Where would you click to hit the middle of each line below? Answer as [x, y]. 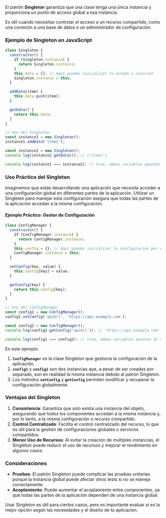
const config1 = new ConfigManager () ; [45, 312]
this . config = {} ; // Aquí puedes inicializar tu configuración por [86, 248]
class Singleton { [24, 51]
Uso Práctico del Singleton [38, 177]
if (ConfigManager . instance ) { [46, 234]
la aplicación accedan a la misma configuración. [54, 203]
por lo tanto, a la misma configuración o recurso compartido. [74, 419]
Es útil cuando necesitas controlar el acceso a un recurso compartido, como [83, 22]
